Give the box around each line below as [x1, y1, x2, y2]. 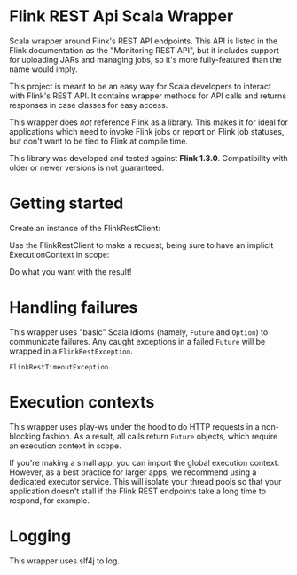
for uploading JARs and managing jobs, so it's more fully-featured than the [9, 54, 282, 65]
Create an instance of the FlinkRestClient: [9, 222, 161, 233]
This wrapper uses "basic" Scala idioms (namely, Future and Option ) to [9, 326, 269, 338]
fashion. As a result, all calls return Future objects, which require [43, 431, 278, 441]
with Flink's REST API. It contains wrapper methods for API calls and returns [9, 90, 286, 101]
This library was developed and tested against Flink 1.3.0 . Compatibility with [9, 152, 288, 163]
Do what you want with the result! [9, 266, 132, 276]
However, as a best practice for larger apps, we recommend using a [9, 467, 257, 478]
